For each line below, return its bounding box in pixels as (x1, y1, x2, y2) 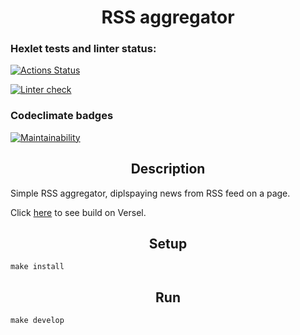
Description (130, 161, 206, 178)
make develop (10, 316, 65, 326)
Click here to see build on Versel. (10, 206, 147, 218)
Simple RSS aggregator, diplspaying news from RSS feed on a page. (10, 187, 291, 199)
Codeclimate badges (10, 109, 114, 123)
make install (10, 262, 65, 272)
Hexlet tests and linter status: (10, 42, 157, 56)
